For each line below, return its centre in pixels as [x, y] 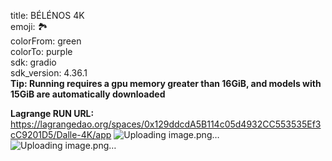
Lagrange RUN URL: [52, 113]
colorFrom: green [46, 41]
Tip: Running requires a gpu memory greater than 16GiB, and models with [166, 83]
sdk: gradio [33, 62]
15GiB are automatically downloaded [88, 94]
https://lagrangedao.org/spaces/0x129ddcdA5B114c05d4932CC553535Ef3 [166, 124]
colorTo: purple [41, 51]
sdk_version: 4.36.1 [49, 73]
